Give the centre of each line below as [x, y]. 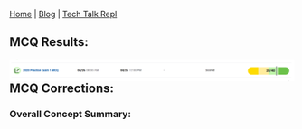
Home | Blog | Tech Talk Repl [63, 14]
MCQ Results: [49, 42]
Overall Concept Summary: [70, 114]
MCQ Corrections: [62, 88]
